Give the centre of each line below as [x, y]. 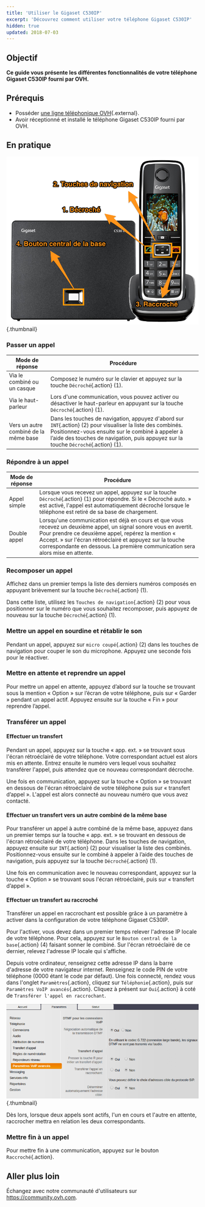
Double [18, 533]
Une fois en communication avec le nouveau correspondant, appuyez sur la [101, 873]
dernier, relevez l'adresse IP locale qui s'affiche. [67, 951]
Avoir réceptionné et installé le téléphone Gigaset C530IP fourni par [100, 119]
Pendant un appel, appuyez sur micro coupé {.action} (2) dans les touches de [103, 644]
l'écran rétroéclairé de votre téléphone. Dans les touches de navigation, [96, 842]
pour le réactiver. [28, 657]
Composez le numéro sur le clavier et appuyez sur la [116, 379]
